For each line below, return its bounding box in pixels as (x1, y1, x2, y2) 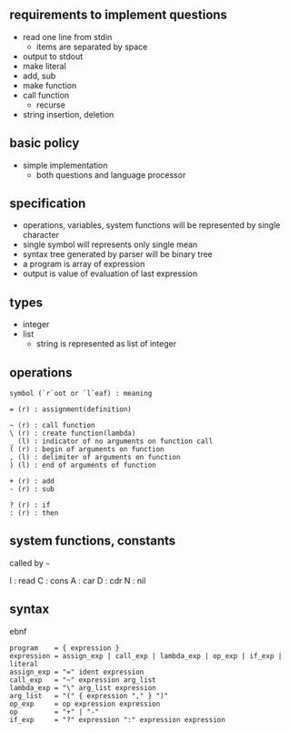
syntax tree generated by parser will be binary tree (22, 249, 214, 260)
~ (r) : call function (9, 421, 95, 430)
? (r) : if (9, 501, 51, 510)
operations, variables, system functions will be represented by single (22, 220, 281, 231)
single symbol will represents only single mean (22, 239, 198, 250)
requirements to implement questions (9, 7, 227, 23)
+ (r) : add (9, 477, 55, 486)
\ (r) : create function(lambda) (9, 428, 136, 439)
